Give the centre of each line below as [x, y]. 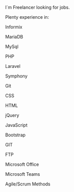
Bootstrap [16, 135]
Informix [14, 27]
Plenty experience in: [27, 17]
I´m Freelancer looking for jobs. [38, 7]
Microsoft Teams [23, 174]
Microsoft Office [22, 164]
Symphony [16, 76]
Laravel [13, 66]
